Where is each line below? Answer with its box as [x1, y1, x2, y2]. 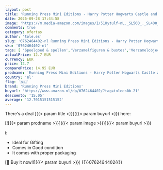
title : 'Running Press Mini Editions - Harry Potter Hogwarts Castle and [5, 12, 158, 17]
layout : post [5, 7, 32, 12]
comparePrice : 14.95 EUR [5, 66, 55, 71]
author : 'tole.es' [5, 34, 42, 39]
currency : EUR [5, 57, 34, 62]
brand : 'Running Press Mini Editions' [5, 84, 83, 89]
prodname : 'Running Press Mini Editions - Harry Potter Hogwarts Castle [5, 70, 155, 75]
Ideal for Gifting [12, 139, 44, 146]
